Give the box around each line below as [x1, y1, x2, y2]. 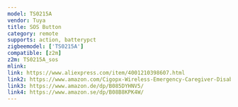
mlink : [7, 63, 27, 70]
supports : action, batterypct [7, 37, 97, 44]
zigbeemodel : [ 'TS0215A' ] [7, 43, 84, 50]
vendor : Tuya [7, 17, 46, 24]
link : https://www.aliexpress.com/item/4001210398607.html [7, 69, 186, 76]
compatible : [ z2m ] [7, 50, 62, 57]
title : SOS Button [7, 23, 62, 30]
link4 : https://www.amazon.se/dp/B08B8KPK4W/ [7, 89, 144, 96]
